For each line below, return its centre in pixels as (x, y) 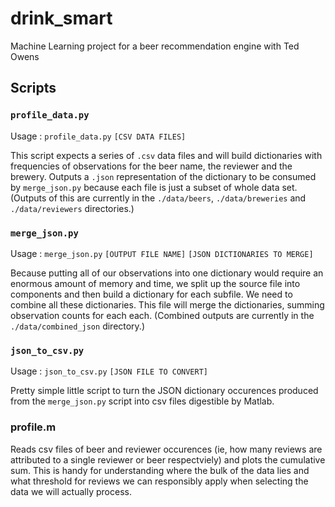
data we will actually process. (71, 491)
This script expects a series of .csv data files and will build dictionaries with (166, 155)
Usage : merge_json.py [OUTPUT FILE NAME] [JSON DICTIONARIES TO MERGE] (162, 253)
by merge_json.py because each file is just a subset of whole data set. (154, 187)
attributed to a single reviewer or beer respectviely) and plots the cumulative (168, 459)
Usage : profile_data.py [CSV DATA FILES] (98, 136)
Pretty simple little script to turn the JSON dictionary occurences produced (164, 391)
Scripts (33, 88)
